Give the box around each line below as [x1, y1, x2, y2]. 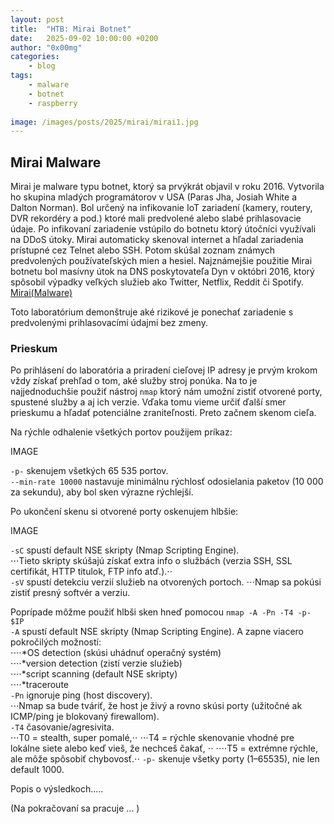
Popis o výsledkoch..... [10, 783, 104, 795]
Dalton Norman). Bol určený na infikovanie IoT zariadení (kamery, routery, [10, 202, 313, 214]
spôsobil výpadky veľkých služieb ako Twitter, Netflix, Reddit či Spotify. [10, 276, 305, 288]
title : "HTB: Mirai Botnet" [10, 24, 132, 34]
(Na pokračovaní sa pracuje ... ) [10, 802, 140, 815]
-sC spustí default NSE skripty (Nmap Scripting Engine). [10, 544, 240, 556]
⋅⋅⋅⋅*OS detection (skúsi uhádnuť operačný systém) [10, 647, 222, 659]
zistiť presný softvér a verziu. [10, 587, 131, 599]
